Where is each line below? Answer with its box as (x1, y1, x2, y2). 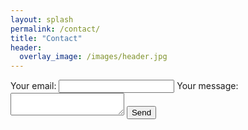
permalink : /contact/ (10, 24, 101, 34)
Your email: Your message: (10, 80, 239, 92)
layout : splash (10, 14, 74, 25)
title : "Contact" (10, 33, 83, 43)
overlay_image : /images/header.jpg (19, 52, 168, 62)
